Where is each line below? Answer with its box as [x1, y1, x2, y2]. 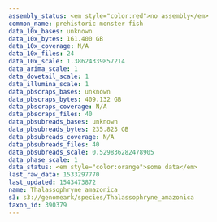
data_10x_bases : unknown [8, 27, 93, 35]
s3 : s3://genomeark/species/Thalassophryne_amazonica [8, 193, 195, 202]
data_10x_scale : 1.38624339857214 [8, 58, 126, 66]
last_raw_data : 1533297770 [8, 171, 100, 179]
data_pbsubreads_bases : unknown [8, 118, 118, 126]
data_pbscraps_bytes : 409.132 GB [8, 95, 122, 103]
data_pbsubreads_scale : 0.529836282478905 [8, 148, 154, 156]
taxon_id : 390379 [8, 201, 67, 209]
